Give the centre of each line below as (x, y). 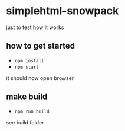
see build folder (25, 122)
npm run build (32, 111)
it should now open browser (40, 78)
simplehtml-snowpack (63, 11)
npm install (29, 60)
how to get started (41, 46)
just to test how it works (35, 27)
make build (27, 97)
